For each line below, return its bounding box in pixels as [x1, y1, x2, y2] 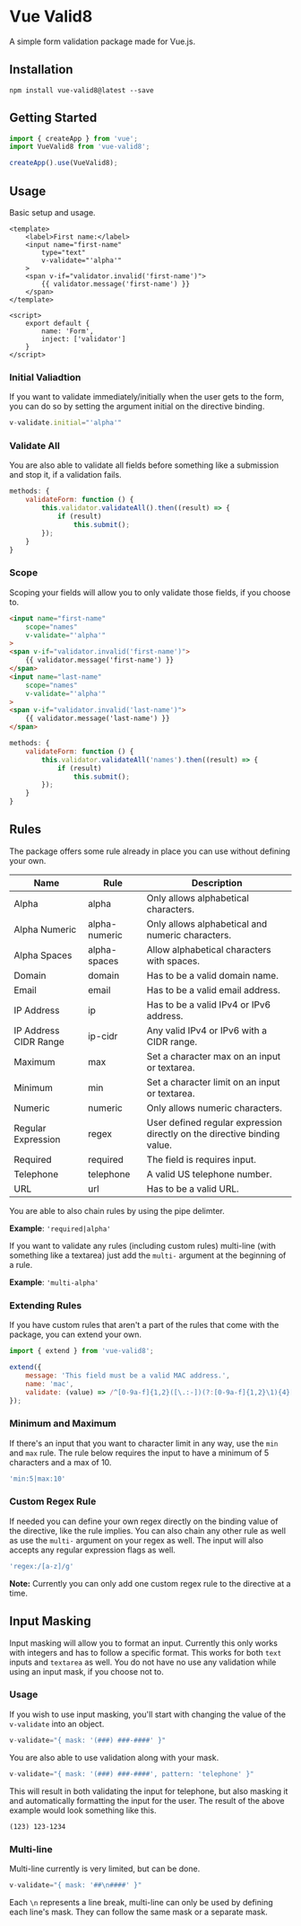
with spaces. [146, 954, 200, 967]
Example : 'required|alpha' [9, 1223, 111, 1234]
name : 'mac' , [25, 1379, 74, 1388]
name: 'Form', [41, 327, 94, 336]
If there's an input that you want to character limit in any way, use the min [9, 1438, 279, 1448]
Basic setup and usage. [9, 207, 96, 217]
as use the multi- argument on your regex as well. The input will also [9, 1535, 264, 1545]
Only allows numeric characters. [146, 1102, 282, 1114]
